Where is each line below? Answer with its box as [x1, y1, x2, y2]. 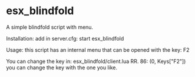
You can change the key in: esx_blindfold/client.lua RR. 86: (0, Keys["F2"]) [6, 58, 186, 65]
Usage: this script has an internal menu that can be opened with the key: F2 [6, 46, 190, 53]
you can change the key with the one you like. [6, 63, 118, 71]
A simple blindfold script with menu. [6, 24, 93, 31]
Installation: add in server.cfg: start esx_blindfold [6, 35, 124, 42]
